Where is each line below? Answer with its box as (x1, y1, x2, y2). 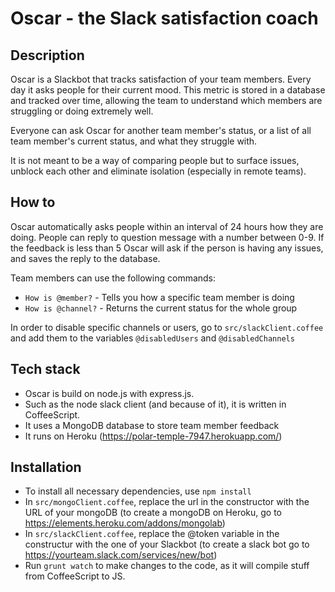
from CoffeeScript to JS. (24, 570, 126, 582)
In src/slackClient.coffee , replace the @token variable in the (24, 528, 280, 540)
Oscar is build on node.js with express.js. (24, 387, 195, 399)
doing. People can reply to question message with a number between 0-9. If (10, 231, 325, 243)
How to (10, 194, 56, 211)
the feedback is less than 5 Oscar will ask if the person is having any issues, (10, 242, 324, 254)
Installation (10, 459, 82, 476)
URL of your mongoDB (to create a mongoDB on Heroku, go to (24, 507, 283, 519)
